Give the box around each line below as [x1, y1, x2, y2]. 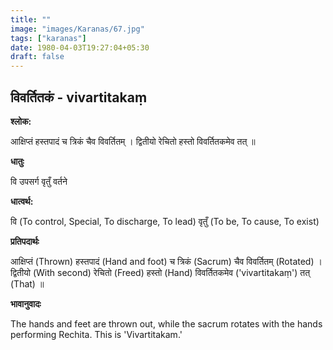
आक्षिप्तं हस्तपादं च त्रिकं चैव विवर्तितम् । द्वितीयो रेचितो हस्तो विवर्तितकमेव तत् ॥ [10, 135, 256, 147]
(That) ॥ [10, 277, 45, 290]
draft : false [10, 52, 65, 62]
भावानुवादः [10, 297, 42, 310]
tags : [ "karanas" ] [10, 33, 87, 43]
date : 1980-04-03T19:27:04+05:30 [10, 42, 150, 53]
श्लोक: [10, 115, 32, 127]
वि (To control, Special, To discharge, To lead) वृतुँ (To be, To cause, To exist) [10, 215, 320, 227]
